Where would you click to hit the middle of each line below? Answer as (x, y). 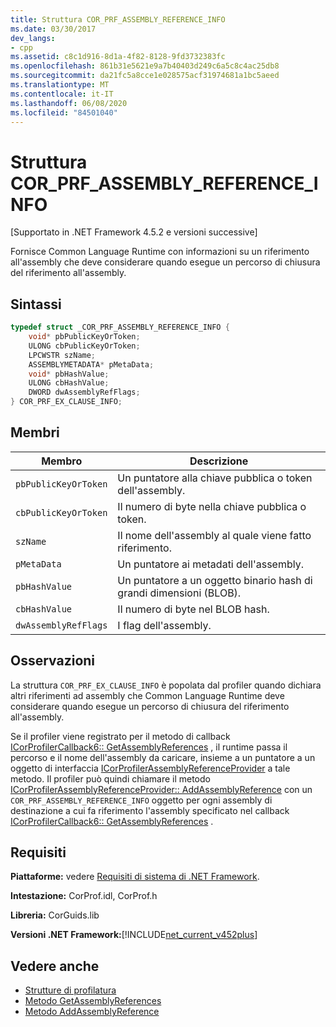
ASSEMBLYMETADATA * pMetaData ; (91, 364)
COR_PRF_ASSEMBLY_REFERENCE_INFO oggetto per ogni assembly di (141, 800)
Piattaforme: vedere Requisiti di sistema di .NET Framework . (135, 877)
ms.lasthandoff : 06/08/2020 (69, 103)
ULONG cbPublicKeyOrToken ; (84, 346)
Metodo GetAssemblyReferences (93, 1001)
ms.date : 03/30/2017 (53, 29)
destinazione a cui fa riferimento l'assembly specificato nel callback (150, 810)
